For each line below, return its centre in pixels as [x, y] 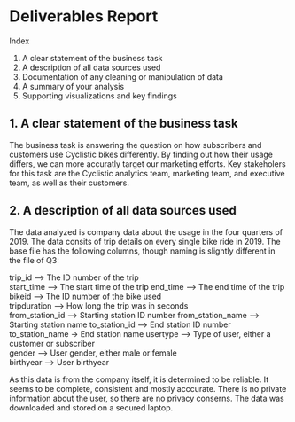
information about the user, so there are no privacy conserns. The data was [147, 398]
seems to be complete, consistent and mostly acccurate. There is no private [148, 388]
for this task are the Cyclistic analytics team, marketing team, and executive [147, 173]
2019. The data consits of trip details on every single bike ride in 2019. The [145, 241]
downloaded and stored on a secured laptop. [91, 407]
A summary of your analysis [73, 86]
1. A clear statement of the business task [124, 124]
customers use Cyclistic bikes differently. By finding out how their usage [141, 154]
